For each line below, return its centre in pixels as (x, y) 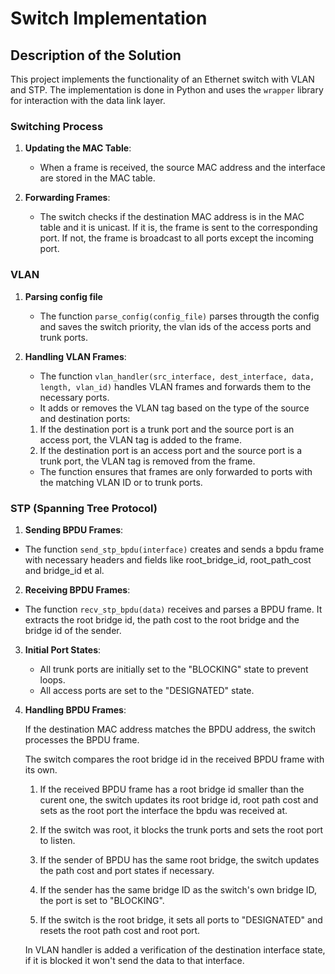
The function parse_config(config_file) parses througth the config (179, 316)
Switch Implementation (109, 18)
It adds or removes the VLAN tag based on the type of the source (174, 408)
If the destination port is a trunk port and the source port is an (167, 429)
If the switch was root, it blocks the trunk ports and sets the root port (181, 829)
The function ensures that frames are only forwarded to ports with (176, 471)
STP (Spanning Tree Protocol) (84, 508)
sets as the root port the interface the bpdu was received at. (163, 810)
